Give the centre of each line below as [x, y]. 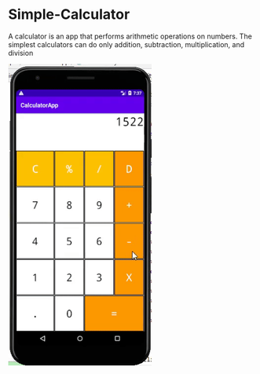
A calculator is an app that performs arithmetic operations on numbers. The [130, 36]
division [21, 53]
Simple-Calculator [69, 15]
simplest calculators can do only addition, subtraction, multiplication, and [126, 44]
